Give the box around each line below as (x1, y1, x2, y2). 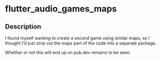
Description (5, 23, 41, 31)
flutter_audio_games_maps (5, 3, 117, 14)
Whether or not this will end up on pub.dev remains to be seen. (5, 49, 131, 55)
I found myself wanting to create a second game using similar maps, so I (5, 35, 150, 41)
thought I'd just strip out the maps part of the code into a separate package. (5, 40, 157, 46)
